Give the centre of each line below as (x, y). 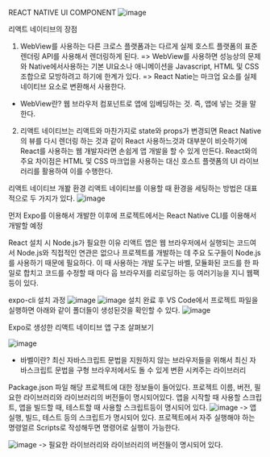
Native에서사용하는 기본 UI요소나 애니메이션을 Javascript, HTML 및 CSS (144, 66)
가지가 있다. (56, 198)
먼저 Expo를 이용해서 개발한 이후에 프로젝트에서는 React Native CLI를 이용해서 (133, 215)
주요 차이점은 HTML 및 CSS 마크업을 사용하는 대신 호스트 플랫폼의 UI (129, 161)
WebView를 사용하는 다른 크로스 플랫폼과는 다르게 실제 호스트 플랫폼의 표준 (139, 46)
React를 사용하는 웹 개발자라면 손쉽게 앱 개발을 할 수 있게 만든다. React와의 (139, 151)
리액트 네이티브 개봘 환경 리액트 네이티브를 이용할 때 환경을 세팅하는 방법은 (126, 188)
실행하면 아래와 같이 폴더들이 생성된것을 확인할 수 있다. (94, 310)
